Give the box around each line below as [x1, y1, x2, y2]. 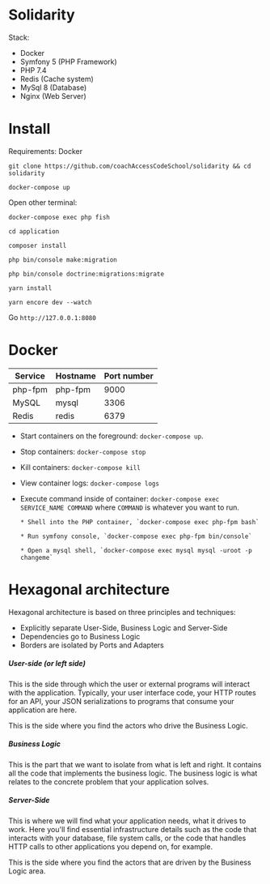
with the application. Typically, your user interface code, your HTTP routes [8, 687, 256, 698]
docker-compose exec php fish [8, 213, 111, 221]
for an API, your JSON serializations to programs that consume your [8, 696, 234, 706]
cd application [8, 227, 60, 236]
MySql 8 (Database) [19, 83, 87, 92]
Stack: [8, 32, 30, 42]
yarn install [8, 284, 53, 293]
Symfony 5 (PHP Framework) [19, 57, 117, 66]
